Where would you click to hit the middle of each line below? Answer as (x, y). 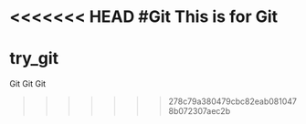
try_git (34, 59)
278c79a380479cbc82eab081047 (232, 101)
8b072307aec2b (200, 111)
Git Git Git (28, 84)
